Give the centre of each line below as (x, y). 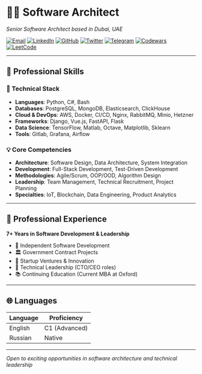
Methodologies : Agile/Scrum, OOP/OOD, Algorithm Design (88, 175)
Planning (26, 188)
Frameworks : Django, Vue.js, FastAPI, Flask (69, 121)
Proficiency (66, 317)
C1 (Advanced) (66, 328)
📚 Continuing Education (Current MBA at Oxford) (76, 274)
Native (54, 338)
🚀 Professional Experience (57, 219)
